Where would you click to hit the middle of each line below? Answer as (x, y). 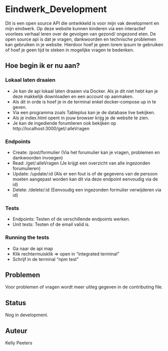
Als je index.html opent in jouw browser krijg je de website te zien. (81, 118)
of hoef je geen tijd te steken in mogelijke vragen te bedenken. (70, 50)
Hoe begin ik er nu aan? (43, 66)
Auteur (16, 331)
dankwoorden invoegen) (38, 157)
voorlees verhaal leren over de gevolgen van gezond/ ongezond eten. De (81, 34)
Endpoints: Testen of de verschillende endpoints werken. (71, 219)
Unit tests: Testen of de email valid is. (51, 224)
